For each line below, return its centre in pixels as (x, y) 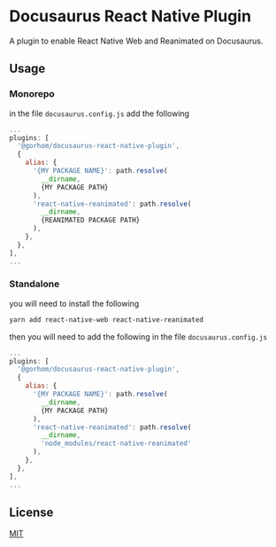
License (31, 512)
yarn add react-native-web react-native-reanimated (106, 320)
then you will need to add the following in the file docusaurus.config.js (138, 336)
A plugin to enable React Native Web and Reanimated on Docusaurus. (136, 41)
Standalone (34, 284)
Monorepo (32, 94)
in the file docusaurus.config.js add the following (100, 113)
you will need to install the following (74, 303)
